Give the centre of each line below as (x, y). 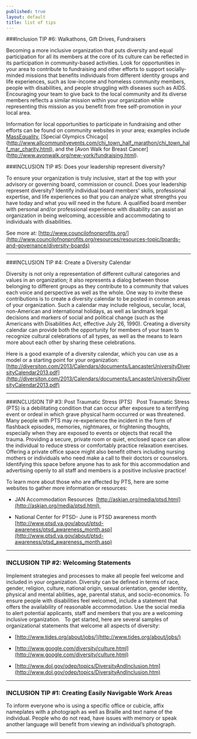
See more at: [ (23, 233)
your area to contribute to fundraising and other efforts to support (86, 69)
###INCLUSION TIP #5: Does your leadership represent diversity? (86, 167)
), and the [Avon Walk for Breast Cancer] (99, 149)
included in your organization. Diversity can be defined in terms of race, (93, 582)
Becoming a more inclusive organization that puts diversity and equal (89, 50)
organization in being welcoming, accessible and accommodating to (88, 215)
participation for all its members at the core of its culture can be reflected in (97, 57)
